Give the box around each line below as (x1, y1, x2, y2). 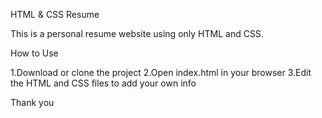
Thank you (10, 97, 55, 108)
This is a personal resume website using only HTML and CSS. (10, 28, 264, 39)
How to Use (10, 47, 59, 59)
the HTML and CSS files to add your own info (10, 77, 197, 89)
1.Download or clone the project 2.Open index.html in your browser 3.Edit (10, 67, 312, 78)
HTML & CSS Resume (10, 9, 100, 20)
